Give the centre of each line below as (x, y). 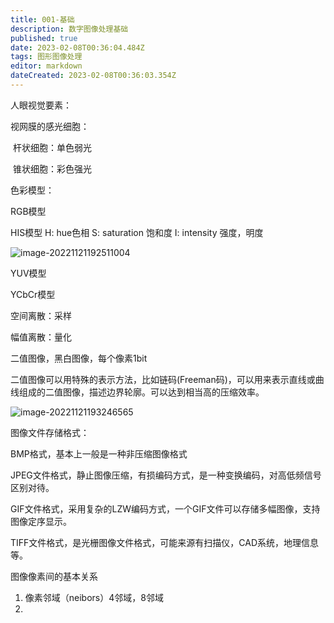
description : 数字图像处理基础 (69, 29)
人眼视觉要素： (41, 105)
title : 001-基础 (42, 19)
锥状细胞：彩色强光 (52, 168)
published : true (44, 38)
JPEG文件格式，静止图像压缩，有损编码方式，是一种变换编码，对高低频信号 (166, 475)
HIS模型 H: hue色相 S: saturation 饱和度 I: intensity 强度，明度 (137, 232)
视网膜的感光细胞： (50, 126)
